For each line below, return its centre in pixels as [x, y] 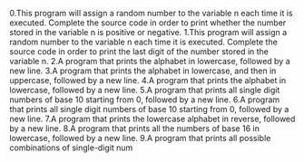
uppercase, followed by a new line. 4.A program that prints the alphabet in [148, 80]
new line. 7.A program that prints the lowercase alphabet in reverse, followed [152, 119]
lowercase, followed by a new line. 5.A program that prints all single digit [145, 90]
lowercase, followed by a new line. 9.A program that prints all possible [140, 138]
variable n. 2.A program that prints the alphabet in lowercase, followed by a [150, 61]
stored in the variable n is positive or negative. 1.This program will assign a [148, 32]
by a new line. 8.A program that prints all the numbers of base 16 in [135, 129]
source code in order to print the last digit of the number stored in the [139, 52]
